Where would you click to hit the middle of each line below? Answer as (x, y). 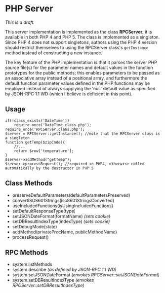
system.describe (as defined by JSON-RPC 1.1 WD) (64, 270)
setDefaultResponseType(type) (44, 211)
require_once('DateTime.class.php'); (53, 125)
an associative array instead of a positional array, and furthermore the (76, 78)
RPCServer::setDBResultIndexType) (48, 285)
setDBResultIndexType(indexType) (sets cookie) (61, 221)
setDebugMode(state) (35, 226)
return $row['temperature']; (44, 151)
